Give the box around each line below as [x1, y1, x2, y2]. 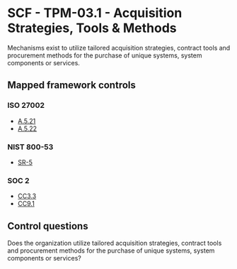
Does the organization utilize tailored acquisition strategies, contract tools [7, 239, 222, 248]
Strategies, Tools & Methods [7, 20, 177, 36]
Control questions [7, 220, 88, 232]
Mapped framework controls [7, 79, 137, 92]
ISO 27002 [7, 101, 45, 111]
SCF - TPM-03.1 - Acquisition [7, 5, 183, 21]
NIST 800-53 [7, 142, 54, 152]
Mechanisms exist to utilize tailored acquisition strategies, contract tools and [7, 43, 231, 52]
